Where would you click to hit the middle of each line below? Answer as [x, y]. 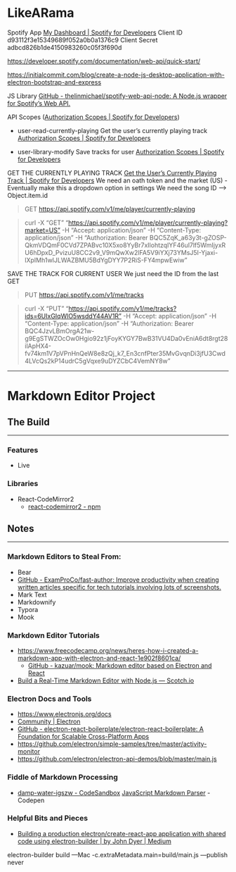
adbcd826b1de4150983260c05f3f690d [65, 47]
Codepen [31, 800]
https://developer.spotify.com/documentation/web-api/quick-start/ [104, 61]
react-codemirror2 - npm [64, 506]
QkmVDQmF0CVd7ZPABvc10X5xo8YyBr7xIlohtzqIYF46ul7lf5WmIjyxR [125, 245]
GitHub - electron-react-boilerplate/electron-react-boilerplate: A [110, 729]
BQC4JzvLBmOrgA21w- [59, 331]
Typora [28, 609]
